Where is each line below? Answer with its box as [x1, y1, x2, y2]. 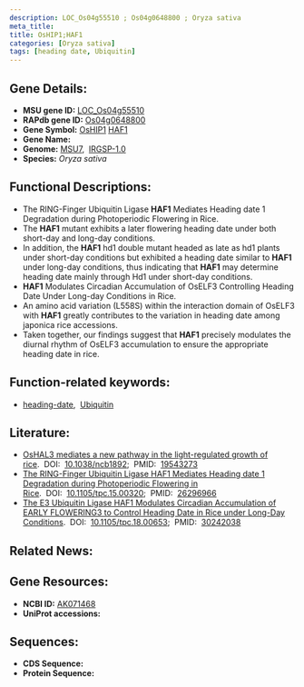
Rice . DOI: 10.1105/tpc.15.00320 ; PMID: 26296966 [22, 488, 217, 499]
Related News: [9, 543, 93, 559]
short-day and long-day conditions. [22, 233, 156, 244]
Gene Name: [22, 134, 71, 144]
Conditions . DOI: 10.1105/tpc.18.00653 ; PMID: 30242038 [22, 517, 241, 528]
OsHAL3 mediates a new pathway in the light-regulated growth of [22, 449, 269, 460]
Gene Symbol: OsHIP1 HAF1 [22, 124, 129, 134]
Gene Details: [9, 81, 88, 96]
